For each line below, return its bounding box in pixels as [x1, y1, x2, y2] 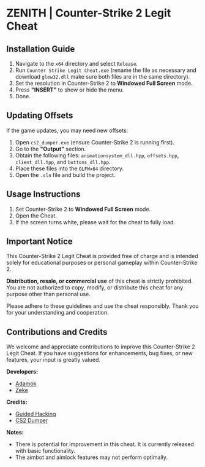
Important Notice [6, 237, 73, 247]
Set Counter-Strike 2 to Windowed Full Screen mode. [15, 205, 151, 213]
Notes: [6, 429, 24, 436]
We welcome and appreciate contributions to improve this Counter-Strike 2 [6, 343, 195, 350]
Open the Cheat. [15, 212, 57, 219]
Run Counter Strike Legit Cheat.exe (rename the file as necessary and [15, 66, 197, 74]
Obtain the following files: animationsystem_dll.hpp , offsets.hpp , [15, 151, 179, 159]
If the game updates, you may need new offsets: [6, 127, 129, 134]
